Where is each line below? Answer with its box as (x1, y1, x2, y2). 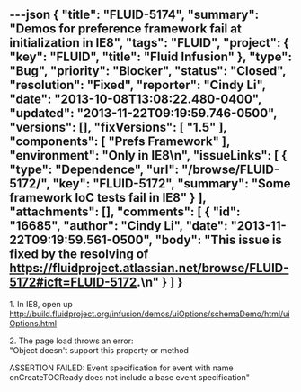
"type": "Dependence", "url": (9, 162, 180, 178)
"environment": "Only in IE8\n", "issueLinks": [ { (9, 148, 288, 163)
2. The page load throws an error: (9, 335, 134, 346)
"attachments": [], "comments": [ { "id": (9, 205, 241, 220)
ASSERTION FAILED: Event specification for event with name (9, 362, 234, 373)
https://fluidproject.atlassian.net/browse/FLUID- (9, 260, 289, 276)
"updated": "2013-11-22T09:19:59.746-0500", (9, 105, 278, 121)
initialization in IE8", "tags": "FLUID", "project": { (9, 35, 289, 50)
